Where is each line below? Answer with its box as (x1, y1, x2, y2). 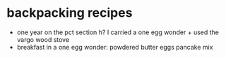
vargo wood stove (16, 35, 70, 43)
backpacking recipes (6, 5, 133, 21)
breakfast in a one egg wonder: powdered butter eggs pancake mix (16, 43, 213, 51)
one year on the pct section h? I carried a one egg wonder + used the (16, 28, 220, 36)
